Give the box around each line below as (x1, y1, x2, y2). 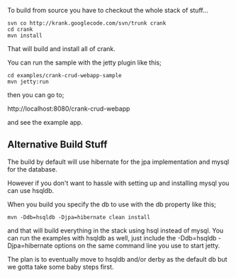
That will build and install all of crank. (7, 45, 116, 52)
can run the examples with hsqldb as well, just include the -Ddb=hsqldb (7, 233, 217, 242)
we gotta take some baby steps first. (7, 262, 114, 271)
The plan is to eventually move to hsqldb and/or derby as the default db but (7, 255, 228, 263)
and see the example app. (7, 118, 83, 126)
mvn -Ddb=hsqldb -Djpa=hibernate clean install (7, 213, 151, 221)
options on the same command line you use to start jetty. (54, 241, 220, 250)
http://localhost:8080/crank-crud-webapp (7, 104, 130, 113)
